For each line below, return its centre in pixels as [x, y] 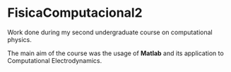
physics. [19, 39]
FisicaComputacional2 [75, 13]
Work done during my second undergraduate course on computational [110, 32]
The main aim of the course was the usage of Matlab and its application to [115, 53]
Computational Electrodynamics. [55, 60]
